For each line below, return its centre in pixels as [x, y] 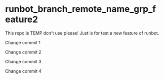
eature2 [21, 19]
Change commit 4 [23, 71]
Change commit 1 [23, 42]
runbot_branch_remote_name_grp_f [81, 9]
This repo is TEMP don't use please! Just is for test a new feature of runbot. [82, 33]
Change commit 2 [23, 52]
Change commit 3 [23, 61]
